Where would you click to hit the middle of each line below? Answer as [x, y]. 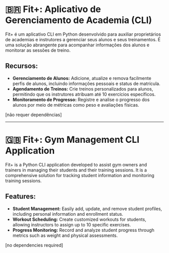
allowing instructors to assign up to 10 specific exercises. [72, 224]
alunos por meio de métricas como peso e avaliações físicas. [76, 105]
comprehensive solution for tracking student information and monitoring [80, 175]
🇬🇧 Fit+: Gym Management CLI [72, 140]
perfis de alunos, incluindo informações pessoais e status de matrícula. [86, 83]
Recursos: [22, 66]
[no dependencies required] [34, 245]
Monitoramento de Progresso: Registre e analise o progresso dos [81, 100]
